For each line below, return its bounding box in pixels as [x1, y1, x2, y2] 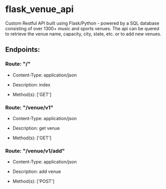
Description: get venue [12, 125, 60, 131]
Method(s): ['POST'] [12, 178, 55, 184]
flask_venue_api [5, 4, 74, 15]
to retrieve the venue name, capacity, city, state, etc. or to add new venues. [5, 31, 162, 37]
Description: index [12, 81, 51, 87]
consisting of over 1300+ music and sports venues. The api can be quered [5, 25, 159, 31]
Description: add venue [12, 168, 61, 174]
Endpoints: [5, 45, 40, 54]
